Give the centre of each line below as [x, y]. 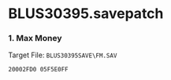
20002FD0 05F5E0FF [38, 70]
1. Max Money [35, 38]
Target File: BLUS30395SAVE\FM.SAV [63, 55]
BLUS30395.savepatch [86, 14]
